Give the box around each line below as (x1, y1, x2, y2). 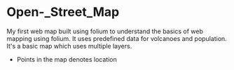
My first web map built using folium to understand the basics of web (6, 27, 204, 35)
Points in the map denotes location (16, 55, 117, 63)
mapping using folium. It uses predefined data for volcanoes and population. (6, 34, 227, 42)
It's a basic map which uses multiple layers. (6, 42, 132, 50)
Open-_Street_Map (6, 4, 120, 20)
